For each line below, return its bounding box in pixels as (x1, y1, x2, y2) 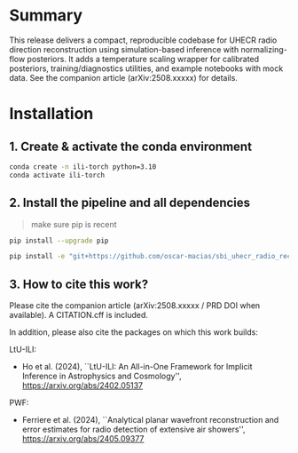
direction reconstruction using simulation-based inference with (9, 44, 239, 54)
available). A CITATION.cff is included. (9, 310, 149, 321)
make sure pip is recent (30, 219, 117, 229)
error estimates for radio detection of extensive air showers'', (21, 424, 246, 435)
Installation (9, 104, 94, 124)
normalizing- (240, 44, 288, 54)
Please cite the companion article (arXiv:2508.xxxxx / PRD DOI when (9, 300, 261, 311)
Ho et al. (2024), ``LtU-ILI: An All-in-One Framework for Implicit (21, 362, 253, 372)
